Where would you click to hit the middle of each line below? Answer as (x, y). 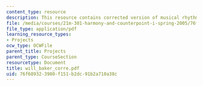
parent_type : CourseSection (42, 57)
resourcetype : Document (36, 62)
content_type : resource (36, 12)
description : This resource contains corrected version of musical (93, 18)
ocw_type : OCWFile (29, 46)
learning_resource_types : (39, 35)
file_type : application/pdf (42, 29)
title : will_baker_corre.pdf (43, 68)
